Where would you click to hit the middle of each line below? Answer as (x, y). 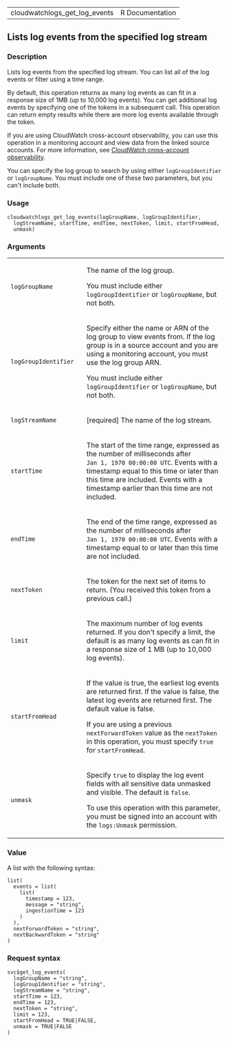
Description (27, 57)
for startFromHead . (116, 750)
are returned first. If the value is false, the (153, 692)
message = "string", (55, 905)
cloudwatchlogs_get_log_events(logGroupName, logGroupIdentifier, (104, 217)
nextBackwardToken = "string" (56, 934)
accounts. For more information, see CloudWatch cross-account (98, 150)
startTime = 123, (38, 996)
